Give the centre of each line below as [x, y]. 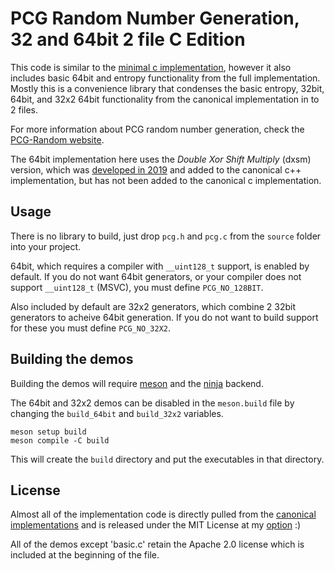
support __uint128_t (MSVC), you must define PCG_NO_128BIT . [137, 287]
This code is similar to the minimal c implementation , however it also [151, 67]
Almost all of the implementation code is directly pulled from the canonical [163, 514]
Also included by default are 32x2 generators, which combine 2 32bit [153, 306]
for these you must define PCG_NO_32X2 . [91, 328]
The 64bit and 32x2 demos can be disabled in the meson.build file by [152, 403]
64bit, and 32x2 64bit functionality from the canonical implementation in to [165, 99]
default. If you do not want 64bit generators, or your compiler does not [156, 276]
